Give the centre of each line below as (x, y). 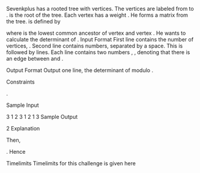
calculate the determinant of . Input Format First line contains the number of (100, 39)
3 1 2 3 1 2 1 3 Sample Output (42, 117)
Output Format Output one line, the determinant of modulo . (80, 70)
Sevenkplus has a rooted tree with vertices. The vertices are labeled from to (100, 9)
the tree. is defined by (34, 21)
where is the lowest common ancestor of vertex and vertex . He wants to (96, 33)
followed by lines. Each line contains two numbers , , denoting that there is (98, 52)
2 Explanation (23, 128)
